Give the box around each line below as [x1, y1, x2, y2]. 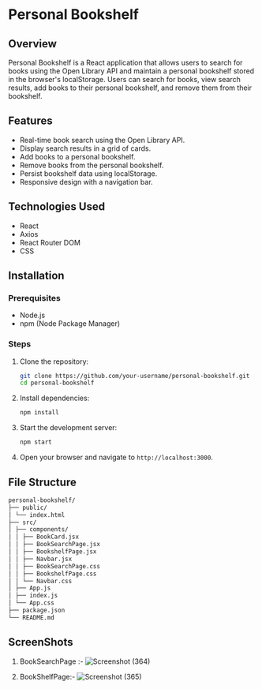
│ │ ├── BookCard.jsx [8, 533, 80, 541]
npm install [19, 409, 59, 417]
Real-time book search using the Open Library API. [19, 135, 185, 144]
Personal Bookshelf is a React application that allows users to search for [8, 58, 243, 67]
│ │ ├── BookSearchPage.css [8, 562, 101, 570]
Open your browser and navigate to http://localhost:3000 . [19, 452, 213, 462]
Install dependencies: [19, 393, 90, 403]
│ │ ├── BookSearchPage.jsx [8, 541, 101, 549]
